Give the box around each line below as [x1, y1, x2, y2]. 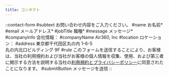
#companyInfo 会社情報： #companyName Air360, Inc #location [5, 34, 139, 40]
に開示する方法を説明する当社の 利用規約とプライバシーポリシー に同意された [5, 59, 164, 65]
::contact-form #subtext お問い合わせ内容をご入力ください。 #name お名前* [5, 21, 163, 27]
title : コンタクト [5, 7, 40, 12]
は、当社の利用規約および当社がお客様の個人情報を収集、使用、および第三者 [5, 53, 164, 59]
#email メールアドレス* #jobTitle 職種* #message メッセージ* [5, 28, 133, 34]
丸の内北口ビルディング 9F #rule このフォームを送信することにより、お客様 [5, 46, 161, 52]
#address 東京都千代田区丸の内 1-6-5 [15, 40, 93, 46]
